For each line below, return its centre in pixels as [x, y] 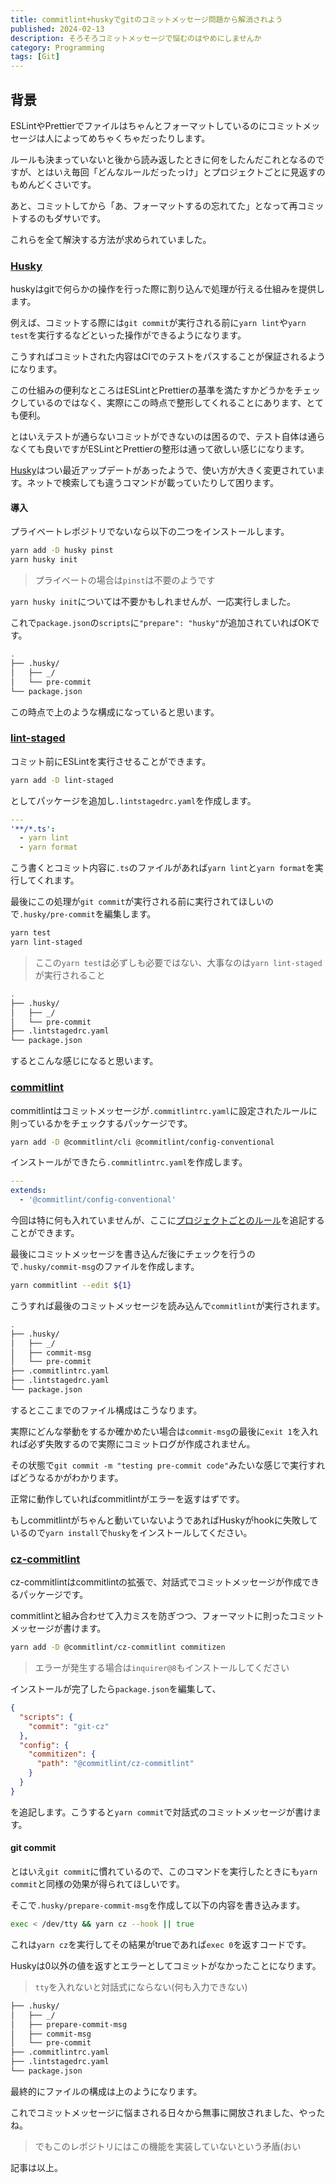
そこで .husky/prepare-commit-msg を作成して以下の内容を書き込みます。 [158, 1905]
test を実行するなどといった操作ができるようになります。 [128, 335]
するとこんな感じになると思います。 [84, 1061]
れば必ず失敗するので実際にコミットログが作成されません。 [133, 1443]
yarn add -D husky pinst [62, 551]
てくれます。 [53, 880]
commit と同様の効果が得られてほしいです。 [97, 1884]
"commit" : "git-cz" [69, 1726]
